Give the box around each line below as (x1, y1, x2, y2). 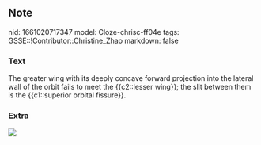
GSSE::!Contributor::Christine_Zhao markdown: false (8, 36, 180, 45)
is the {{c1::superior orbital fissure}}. (8, 90, 127, 100)
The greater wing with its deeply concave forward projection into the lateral (8, 74, 254, 83)
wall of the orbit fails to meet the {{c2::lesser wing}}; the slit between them (8, 82, 252, 92)
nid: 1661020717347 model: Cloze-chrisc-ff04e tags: (8, 27, 180, 36)
